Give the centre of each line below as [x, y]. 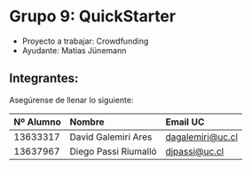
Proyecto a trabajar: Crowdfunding [85, 41]
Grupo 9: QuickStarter [92, 16]
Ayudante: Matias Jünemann [74, 50]
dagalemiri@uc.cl [201, 137]
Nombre [87, 122]
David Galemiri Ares [111, 137]
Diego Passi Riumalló [113, 151]
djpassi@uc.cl [195, 151]
